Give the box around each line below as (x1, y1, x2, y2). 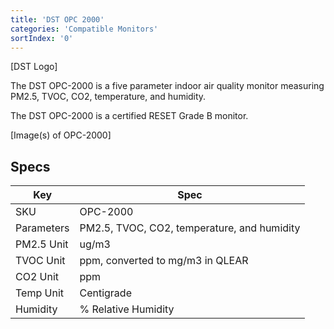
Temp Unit (15, 286, 64, 300)
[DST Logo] (10, 61, 58, 73)
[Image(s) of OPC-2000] (10, 129, 112, 141)
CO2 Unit (15, 270, 60, 284)
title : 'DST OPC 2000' (10, 14, 105, 25)
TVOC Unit (15, 254, 66, 268)
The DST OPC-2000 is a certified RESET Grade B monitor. (10, 110, 249, 122)
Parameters (15, 221, 70, 235)
